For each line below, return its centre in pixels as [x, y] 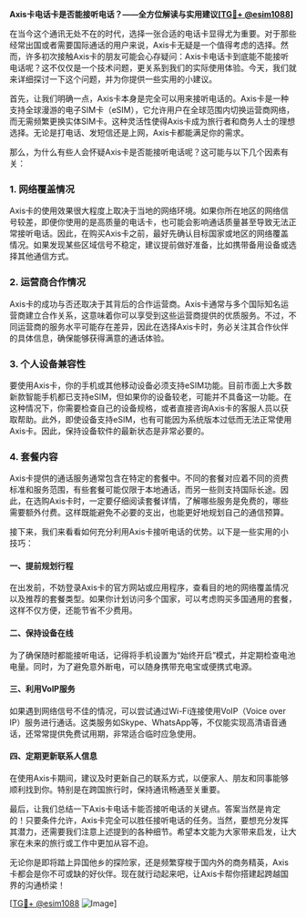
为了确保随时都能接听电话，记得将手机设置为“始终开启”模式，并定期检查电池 [153, 655]
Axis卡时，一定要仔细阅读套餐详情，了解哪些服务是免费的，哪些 [169, 501]
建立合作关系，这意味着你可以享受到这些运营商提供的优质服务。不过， [157, 315]
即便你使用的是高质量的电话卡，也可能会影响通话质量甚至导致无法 [164, 222]
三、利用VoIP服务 [42, 689]
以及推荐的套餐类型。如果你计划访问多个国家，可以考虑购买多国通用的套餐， [153, 599]
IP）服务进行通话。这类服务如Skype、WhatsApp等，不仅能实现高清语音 [144, 722]
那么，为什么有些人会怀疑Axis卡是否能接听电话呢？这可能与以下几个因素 [145, 152]
